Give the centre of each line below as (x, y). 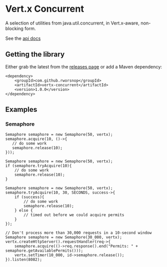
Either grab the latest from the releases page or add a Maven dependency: (84, 66)
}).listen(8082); (24, 260)
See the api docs (23, 38)
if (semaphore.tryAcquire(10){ (39, 166)
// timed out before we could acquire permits (74, 215)
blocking (15, 28)
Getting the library (35, 54)
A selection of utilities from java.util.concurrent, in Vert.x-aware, (72, 23)
